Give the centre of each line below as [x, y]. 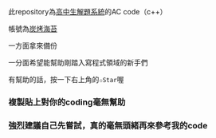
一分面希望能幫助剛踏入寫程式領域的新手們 [78, 63]
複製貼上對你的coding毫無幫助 [67, 102]
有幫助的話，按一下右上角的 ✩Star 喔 [66, 79]
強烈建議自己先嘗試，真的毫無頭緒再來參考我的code [108, 125]
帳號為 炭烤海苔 [33, 29]
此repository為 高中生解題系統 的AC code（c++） [88, 12]
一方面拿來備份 [33, 45]
